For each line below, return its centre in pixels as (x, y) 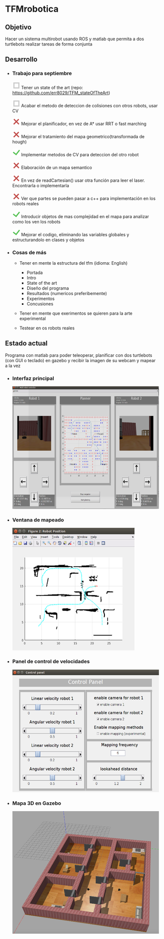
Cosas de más (29, 252)
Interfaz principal (33, 378)
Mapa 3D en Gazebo (37, 803)
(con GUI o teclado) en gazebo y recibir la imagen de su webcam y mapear (81, 360)
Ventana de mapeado (38, 520)
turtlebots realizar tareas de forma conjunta (49, 44)
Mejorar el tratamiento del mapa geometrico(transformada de (83, 136)
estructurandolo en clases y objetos (48, 240)
